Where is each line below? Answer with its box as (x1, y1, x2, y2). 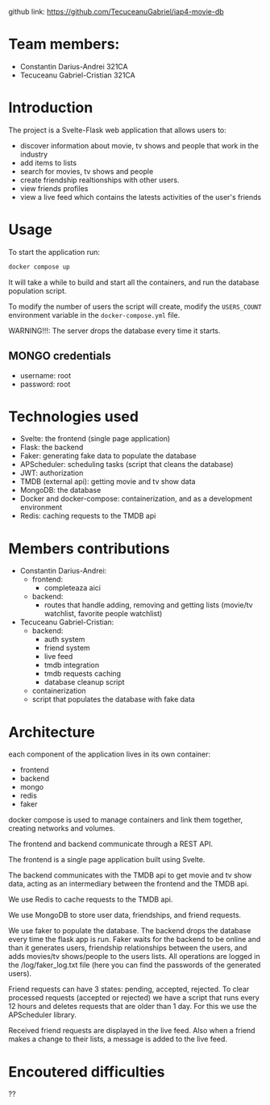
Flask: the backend (19, 443, 84, 452)
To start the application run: (8, 247, 101, 256)
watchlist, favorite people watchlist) (44, 609, 163, 619)
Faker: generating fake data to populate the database (19, 451, 197, 461)
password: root (19, 379, 71, 389)
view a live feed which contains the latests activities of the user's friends (19, 192, 262, 202)
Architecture (8, 723, 95, 741)
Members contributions (8, 540, 171, 557)
